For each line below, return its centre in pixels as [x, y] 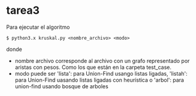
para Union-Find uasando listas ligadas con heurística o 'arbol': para [99, 80]
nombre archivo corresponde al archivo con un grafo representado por [102, 61]
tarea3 [23, 10]
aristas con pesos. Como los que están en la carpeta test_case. [93, 67]
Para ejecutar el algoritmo [38, 27]
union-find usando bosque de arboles [62, 86]
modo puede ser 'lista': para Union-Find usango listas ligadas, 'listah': [101, 73]
